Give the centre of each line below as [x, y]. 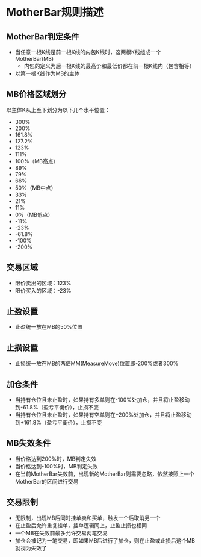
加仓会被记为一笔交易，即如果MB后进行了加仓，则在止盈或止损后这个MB [105, 540]
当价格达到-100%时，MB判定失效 [56, 466]
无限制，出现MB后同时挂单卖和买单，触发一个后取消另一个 [88, 518]
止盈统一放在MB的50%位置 [49, 327]
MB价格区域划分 [36, 94]
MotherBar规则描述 [55, 12]
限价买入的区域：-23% [43, 290]
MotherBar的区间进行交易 [47, 481]
